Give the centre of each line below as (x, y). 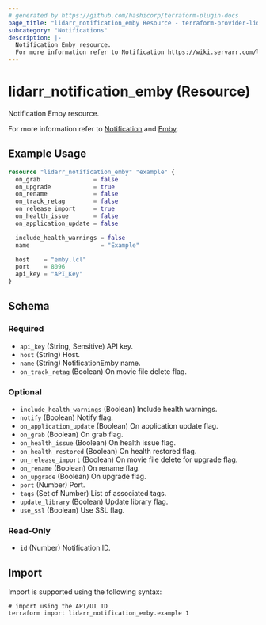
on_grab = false (67, 179)
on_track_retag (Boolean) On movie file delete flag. (103, 371)
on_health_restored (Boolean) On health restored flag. (108, 451)
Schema (29, 306)
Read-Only (30, 530)
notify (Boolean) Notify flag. (66, 417)
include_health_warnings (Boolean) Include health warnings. (118, 409)
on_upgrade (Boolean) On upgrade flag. (83, 476)
